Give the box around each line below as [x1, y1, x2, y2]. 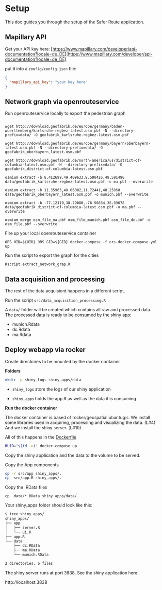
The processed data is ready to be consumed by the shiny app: [5, 312, 132, 318]
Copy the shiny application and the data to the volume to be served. [5, 452, 141, 458]
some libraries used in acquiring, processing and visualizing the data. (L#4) [5, 420, 156, 425]
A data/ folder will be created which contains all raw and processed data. [5, 307, 152, 312]
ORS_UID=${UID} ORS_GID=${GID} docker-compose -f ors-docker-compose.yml [5, 240, 158, 245]
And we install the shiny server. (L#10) [5, 424, 81, 430]
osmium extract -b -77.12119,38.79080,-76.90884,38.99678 [5, 201, 125, 205]
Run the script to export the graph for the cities [5, 253, 99, 258]
